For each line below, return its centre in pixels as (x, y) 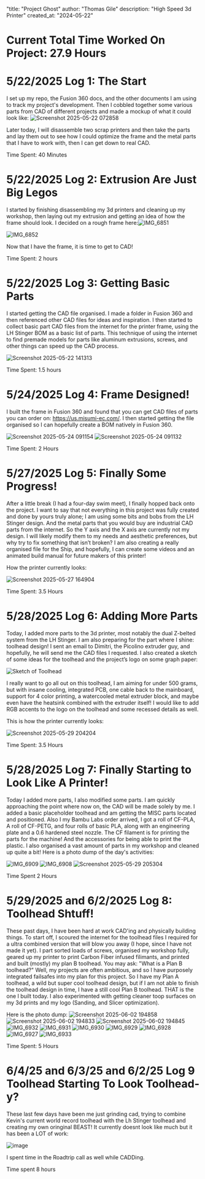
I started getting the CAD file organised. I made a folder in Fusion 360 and (100, 313)
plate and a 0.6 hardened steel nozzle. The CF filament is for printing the (98, 832)
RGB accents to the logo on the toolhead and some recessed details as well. (102, 709)
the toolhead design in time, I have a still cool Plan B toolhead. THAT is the (100, 989)
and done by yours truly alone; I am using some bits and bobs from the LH (100, 516)
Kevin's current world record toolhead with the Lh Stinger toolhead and (96, 1120)
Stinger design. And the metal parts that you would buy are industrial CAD (100, 523)
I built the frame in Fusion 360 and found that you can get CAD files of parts (102, 412)
